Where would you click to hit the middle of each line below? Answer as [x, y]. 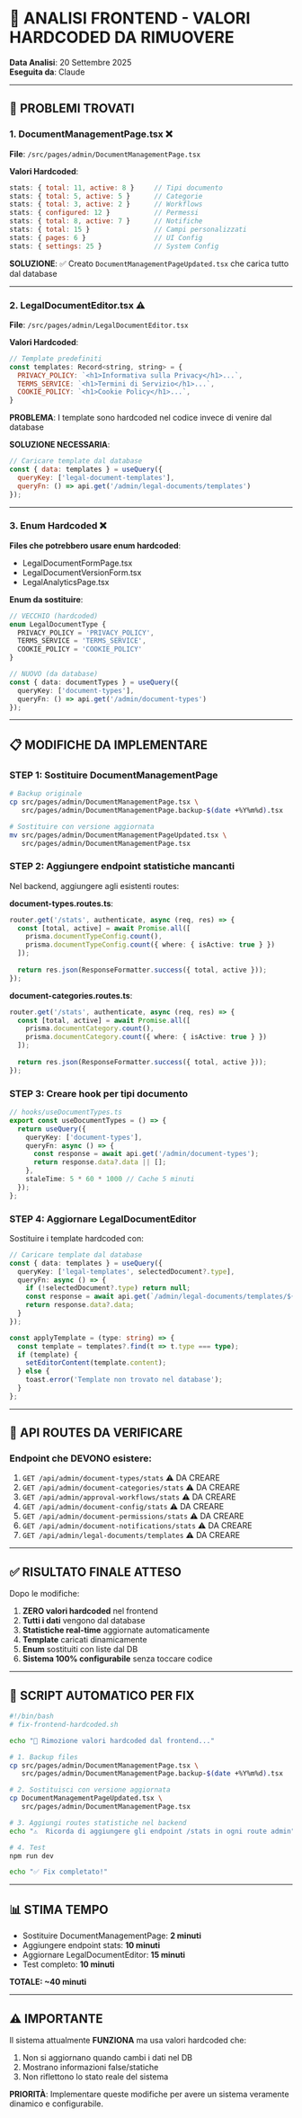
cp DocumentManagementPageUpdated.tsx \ [86, 1798]
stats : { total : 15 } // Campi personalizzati [128, 229]
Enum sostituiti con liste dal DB [80, 1650]
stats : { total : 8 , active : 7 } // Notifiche [106, 221]
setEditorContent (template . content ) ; [96, 1363]
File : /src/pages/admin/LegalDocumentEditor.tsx [99, 325]
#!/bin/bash [31, 1716]
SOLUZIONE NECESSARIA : [60, 445]
